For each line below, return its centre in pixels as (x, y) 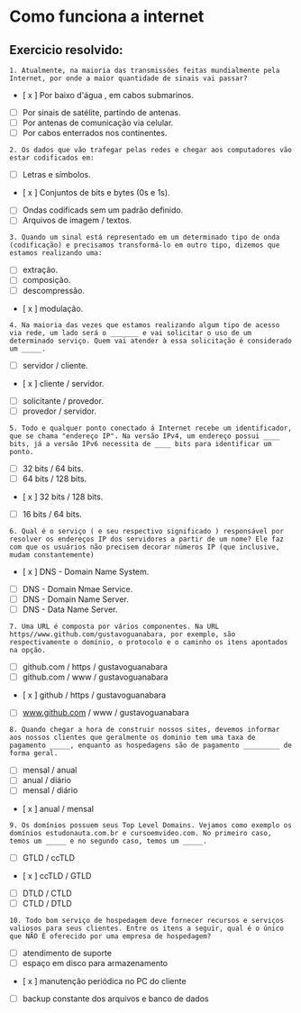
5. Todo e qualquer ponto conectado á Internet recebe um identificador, (151, 428)
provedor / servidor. (59, 411)
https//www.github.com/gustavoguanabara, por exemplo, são (123, 634)
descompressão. (54, 290)
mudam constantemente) (52, 555)
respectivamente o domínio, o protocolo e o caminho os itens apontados (149, 643)
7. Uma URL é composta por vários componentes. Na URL (114, 627)
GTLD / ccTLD (48, 857)
